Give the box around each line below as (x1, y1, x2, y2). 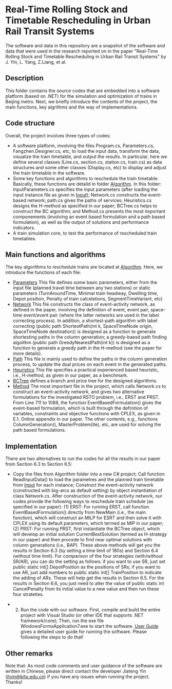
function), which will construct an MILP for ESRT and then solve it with (12, 515, 162, 521)
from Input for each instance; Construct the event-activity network (12, 482, 154, 488)
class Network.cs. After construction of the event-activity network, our (12, 493, 163, 499)
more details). (12, 350, 43, 357)
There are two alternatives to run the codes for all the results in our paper (5, 455, 161, 462)
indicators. (12, 224, 35, 231)
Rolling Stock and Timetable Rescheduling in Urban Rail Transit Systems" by (5, 53, 166, 60)
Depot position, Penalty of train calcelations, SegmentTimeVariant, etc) (12, 296, 163, 302)
